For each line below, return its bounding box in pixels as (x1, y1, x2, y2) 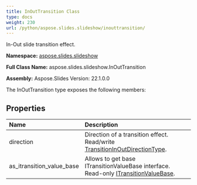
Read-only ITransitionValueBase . (84, 169, 175, 177)
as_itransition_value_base (9, 162, 79, 170)
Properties (6, 103, 46, 113)
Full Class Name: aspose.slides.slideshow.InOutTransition (6, 64, 146, 71)
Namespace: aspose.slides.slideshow (6, 52, 98, 59)
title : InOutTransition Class (6, 8, 80, 15)
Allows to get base (84, 155, 136, 163)
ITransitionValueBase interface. (84, 162, 171, 170)
